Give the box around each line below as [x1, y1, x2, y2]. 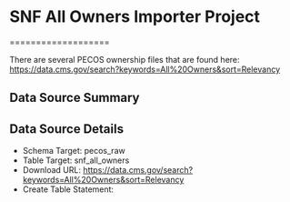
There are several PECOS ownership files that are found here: [9, 54, 240, 65]
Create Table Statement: [22, 184, 115, 195]
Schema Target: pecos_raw [22, 146, 125, 157]
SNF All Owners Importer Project [9, 6, 261, 27]
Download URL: [22, 165, 82, 176]
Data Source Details [9, 121, 125, 136]
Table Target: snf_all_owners [22, 155, 130, 166]
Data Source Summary [9, 90, 140, 106]
